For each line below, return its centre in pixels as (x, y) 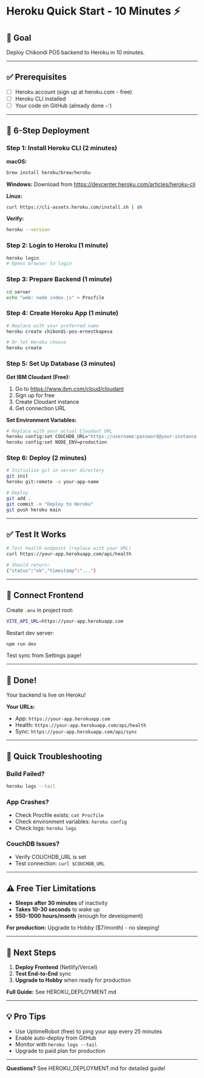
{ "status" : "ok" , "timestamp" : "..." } (51, 571)
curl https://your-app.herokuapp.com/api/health (69, 554)
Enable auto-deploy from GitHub (56, 1038)
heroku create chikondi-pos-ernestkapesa (59, 332)
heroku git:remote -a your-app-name (53, 482)
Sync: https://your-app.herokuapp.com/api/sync (76, 732)
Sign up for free (35, 395)
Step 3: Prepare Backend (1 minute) (59, 279)
